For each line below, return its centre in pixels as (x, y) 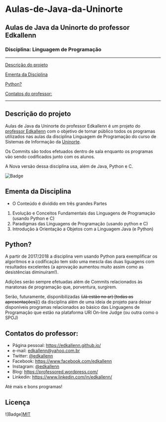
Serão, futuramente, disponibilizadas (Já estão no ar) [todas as (69, 297)
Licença (18, 402)
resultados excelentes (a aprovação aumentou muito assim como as (74, 267)
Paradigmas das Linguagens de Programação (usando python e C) (80, 223)
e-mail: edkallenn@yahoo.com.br (46, 351)
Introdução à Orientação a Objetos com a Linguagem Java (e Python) (83, 229)
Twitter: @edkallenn (33, 356)
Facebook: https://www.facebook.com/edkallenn (62, 361)
